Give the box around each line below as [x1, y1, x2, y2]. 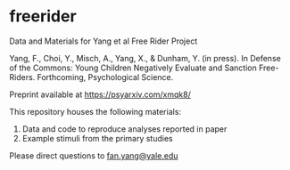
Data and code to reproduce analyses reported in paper [21, 123, 228, 134]
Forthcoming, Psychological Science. [37, 71, 174, 82]
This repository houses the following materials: [9, 106, 181, 117]
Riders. [9, 71, 36, 82]
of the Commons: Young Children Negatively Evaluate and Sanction [9, 62, 257, 73]
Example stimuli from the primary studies [21, 133, 173, 143]
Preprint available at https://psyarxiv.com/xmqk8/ [9, 89, 192, 100]
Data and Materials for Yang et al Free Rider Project [9, 36, 198, 46]
